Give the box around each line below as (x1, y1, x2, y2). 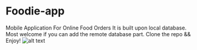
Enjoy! (5, 37, 22, 44)
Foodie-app (5, 4, 65, 18)
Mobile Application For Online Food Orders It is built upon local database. (5, 24, 187, 31)
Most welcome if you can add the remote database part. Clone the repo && (5, 30, 191, 37)
